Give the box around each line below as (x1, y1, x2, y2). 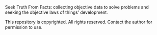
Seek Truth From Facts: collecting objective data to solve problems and (5, 4, 149, 10)
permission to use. (5, 24, 43, 30)
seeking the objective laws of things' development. (5, 9, 108, 15)
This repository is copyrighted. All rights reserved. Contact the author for (5, 19, 153, 25)
